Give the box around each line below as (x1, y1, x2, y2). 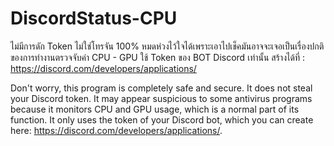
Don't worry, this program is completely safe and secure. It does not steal (10, 82, 313, 94)
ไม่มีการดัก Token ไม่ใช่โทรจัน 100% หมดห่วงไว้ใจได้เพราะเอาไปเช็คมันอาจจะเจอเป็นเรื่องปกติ (10, 40, 325, 52)
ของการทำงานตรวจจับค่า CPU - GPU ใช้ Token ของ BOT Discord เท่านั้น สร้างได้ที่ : (10, 51, 305, 63)
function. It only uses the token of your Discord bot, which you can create (10, 113, 314, 126)
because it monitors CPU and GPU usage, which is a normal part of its (10, 103, 300, 115)
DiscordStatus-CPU (10, 7, 178, 30)
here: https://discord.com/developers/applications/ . (10, 124, 223, 136)
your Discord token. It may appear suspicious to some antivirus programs (10, 92, 313, 104)
